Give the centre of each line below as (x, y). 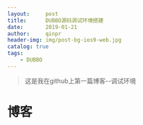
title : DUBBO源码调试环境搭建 (56, 20)
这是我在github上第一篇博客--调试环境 (80, 81)
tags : (15, 54)
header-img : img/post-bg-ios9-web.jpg (64, 40)
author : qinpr (34, 34)
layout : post (33, 14)
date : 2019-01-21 (42, 27)
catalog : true (28, 47)
